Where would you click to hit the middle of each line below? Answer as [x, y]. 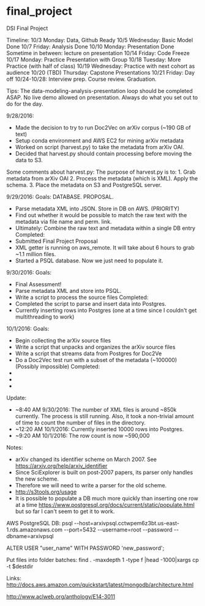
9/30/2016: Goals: [29, 272]
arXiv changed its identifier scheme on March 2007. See [86, 459]
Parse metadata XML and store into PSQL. [68, 290]
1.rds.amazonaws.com [35, 530]
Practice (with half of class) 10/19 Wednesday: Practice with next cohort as [101, 66]
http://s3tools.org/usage [46, 492]
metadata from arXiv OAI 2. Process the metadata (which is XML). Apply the [102, 178]
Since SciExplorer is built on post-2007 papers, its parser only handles [104, 472]
